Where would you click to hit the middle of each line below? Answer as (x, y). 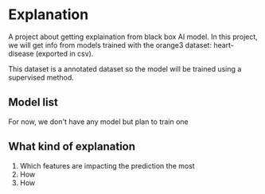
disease (21, 53)
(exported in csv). (64, 53)
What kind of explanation (72, 147)
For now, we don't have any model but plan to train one (98, 122)
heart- (224, 45)
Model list (33, 102)
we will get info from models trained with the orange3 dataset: (110, 45)
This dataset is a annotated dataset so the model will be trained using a (125, 68)
